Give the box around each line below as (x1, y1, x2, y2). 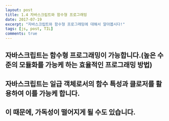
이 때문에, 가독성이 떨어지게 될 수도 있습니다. (5, 108, 136, 117)
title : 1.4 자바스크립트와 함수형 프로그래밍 (5, 12, 87, 17)
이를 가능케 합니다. (25, 89, 80, 98)
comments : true (5, 31, 38, 36)
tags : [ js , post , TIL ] (5, 26, 53, 32)
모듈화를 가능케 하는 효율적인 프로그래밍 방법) (19, 60, 152, 69)
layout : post (5, 7, 33, 13)
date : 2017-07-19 (5, 17, 42, 22)
